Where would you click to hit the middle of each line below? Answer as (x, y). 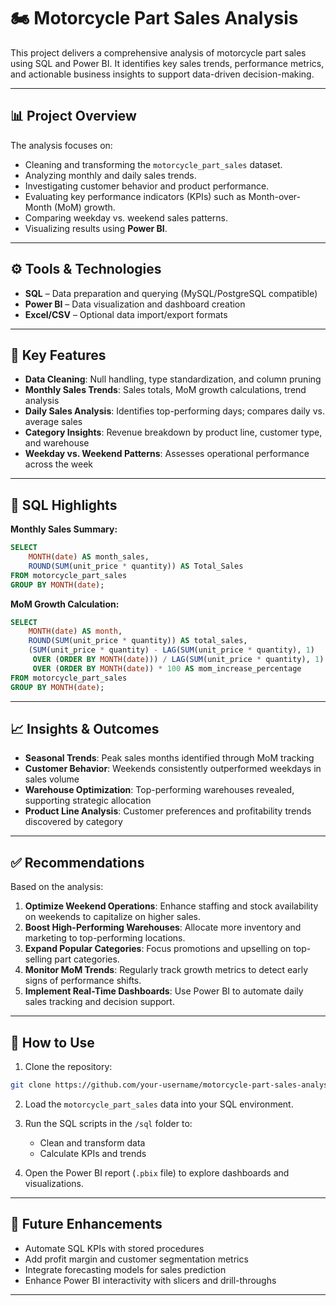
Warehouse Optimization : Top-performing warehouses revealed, (159, 790)
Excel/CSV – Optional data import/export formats (126, 314)
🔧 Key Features (58, 355)
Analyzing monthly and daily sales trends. (110, 175)
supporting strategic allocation (88, 801)
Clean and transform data (92, 1142)
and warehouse (57, 443)
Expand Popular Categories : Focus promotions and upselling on (158, 949)
